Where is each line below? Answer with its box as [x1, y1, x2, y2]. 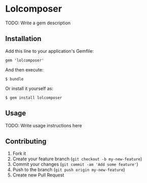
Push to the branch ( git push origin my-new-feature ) [12, 167, 125, 173]
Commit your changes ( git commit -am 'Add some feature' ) [12, 161, 138, 167]
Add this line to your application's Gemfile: [5, 48, 94, 54]
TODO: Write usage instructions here [5, 122, 82, 128]
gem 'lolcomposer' [5, 58, 44, 63]
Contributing [5, 137, 47, 145]
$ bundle [5, 77, 24, 82]
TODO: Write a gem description [5, 20, 71, 26]
